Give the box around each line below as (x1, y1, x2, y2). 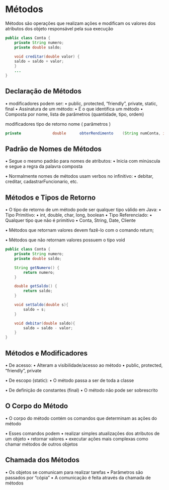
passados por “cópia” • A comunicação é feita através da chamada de (5, 474, 151, 480)
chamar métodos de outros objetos (5, 441, 78, 447)
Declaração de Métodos (5, 87, 82, 95)
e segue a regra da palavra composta (5, 163, 83, 170)
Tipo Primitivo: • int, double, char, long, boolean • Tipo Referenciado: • (5, 212, 152, 218)
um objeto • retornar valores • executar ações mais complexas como (5, 435, 148, 442)
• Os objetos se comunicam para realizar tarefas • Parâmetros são (5, 469, 143, 475)
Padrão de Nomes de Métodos (5, 144, 102, 153)
